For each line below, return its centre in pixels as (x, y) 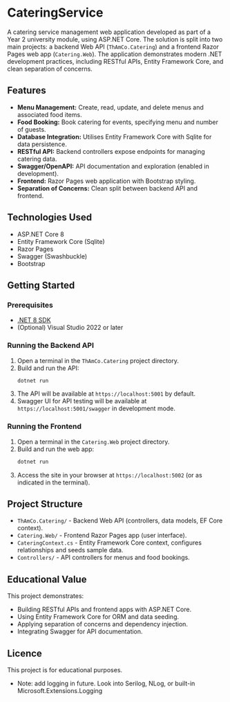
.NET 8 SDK (34, 320)
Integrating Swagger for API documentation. (80, 631)
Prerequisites (30, 305)
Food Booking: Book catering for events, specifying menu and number (118, 122)
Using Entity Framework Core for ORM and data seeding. (98, 617)
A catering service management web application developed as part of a (109, 32)
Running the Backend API (51, 346)
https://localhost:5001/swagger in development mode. (96, 409)
